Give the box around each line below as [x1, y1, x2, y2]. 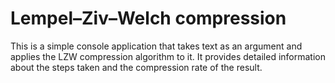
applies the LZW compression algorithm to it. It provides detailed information [10, 50, 327, 62]
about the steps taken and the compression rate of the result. [10, 61, 263, 73]
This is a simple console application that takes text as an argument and [10, 40, 303, 52]
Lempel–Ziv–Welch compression [10, 7, 287, 30]
